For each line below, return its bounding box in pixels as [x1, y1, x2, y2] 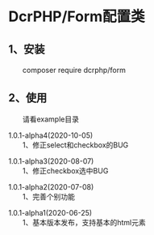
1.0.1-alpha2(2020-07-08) [8, 182, 94, 191]
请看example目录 [22, 114, 79, 124]
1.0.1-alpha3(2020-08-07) [8, 156, 94, 166]
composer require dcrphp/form [22, 66, 127, 75]
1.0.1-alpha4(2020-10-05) [8, 130, 94, 140]
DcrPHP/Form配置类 [8, 7, 145, 26]
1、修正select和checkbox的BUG [22, 139, 129, 150]
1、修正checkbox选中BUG [22, 165, 109, 175]
